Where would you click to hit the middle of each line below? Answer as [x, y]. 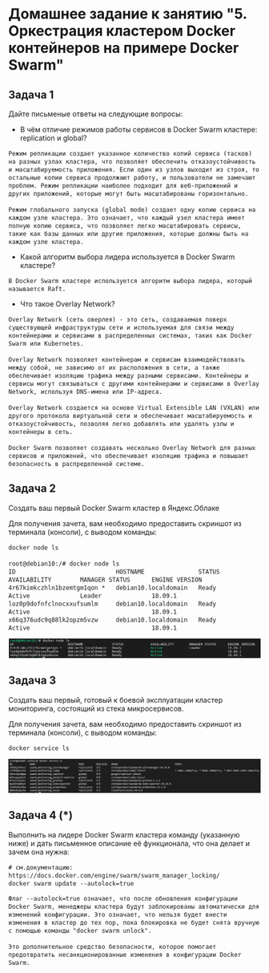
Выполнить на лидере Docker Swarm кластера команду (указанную [124, 834]
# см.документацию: [41, 867]
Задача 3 [32, 681]
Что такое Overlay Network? [67, 304]
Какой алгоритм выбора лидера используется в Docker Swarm [127, 257]
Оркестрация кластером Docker [122, 31]
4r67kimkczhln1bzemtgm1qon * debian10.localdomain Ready [112, 588]
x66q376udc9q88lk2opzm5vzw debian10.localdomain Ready [112, 620]
